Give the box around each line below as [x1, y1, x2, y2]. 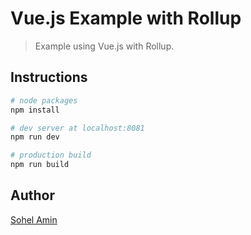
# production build [10, 150, 92, 161]
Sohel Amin [10, 213, 58, 226]
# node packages [10, 95, 78, 106]
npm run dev [10, 132, 60, 142]
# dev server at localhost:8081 [10, 123, 145, 133]
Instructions [10, 69, 88, 86]
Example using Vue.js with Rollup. [34, 40, 175, 52]
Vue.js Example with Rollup [10, 7, 242, 30]
